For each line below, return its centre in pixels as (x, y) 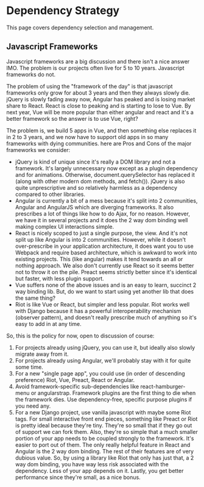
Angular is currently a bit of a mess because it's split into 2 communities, (106, 200)
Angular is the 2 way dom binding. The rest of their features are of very (104, 451)
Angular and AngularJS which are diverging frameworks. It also (94, 207)
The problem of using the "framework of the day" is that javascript (90, 86)
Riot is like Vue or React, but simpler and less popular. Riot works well (102, 304)
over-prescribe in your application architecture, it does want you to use (104, 246)
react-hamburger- (163, 386)
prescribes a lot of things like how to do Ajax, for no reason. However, (103, 214)
